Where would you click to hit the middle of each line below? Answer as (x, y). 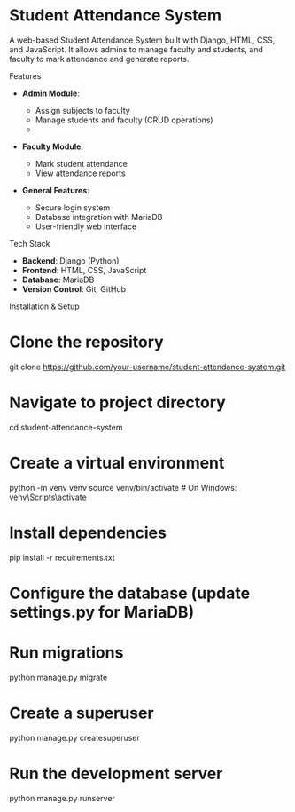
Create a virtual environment (117, 463)
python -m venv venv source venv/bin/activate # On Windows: (123, 487)
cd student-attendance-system (66, 427)
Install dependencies (88, 532)
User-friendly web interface (86, 226)
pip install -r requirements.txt (62, 557)
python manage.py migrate (58, 677)
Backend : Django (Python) (70, 260)
